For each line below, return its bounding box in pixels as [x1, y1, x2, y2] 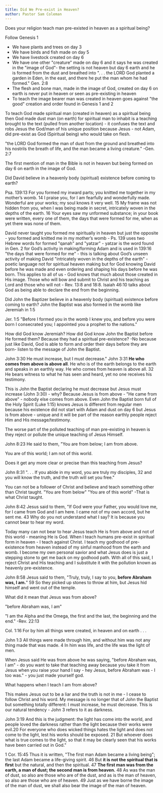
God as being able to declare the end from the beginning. [5, 287, 120, 293]
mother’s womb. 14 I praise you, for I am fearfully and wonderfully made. [5, 194, 151, 200]
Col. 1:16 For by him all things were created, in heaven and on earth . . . [5, 627, 147, 633]
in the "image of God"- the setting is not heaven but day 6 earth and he [12, 64, 155, 71]
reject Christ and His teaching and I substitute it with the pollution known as [5, 560, 157, 566]
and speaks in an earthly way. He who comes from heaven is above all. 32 [5, 366, 154, 372]
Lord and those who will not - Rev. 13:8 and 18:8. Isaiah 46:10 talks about [5, 282, 151, 287]
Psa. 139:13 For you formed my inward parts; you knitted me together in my [5, 189, 156, 195]
